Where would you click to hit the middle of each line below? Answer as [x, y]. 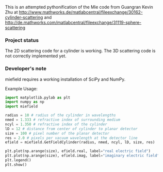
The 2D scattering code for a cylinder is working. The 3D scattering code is [80, 51]
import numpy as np [25, 102]
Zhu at [11, 12]
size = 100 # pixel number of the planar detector [57, 133]
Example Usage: [21, 88]
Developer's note [26, 69]
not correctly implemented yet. [36, 56]
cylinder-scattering [24, 17]
